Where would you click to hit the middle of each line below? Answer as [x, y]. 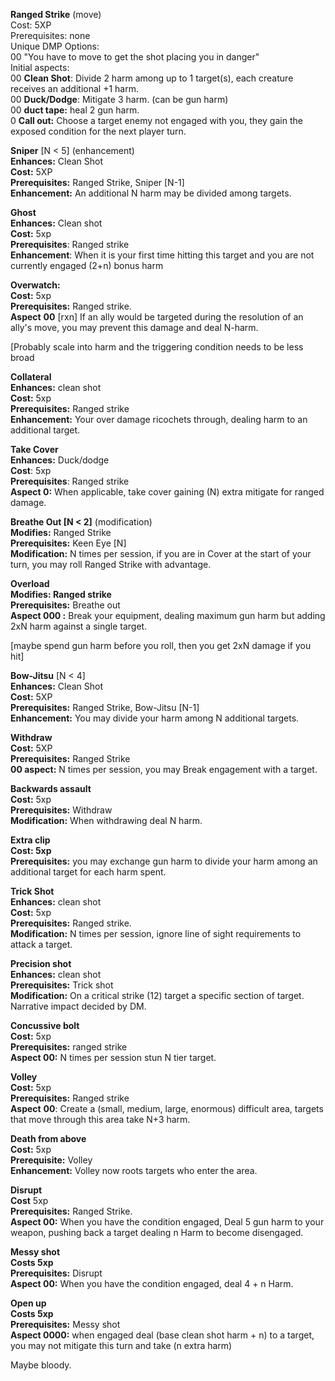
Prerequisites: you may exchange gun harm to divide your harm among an [164, 861]
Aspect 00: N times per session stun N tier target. [113, 1057]
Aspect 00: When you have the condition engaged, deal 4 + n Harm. [152, 1283]
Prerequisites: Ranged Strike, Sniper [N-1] [97, 182]
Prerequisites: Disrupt [56, 1273]
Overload [30, 583]
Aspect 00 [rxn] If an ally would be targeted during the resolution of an [157, 317]
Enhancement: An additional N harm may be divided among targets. [151, 193]
